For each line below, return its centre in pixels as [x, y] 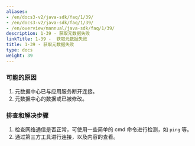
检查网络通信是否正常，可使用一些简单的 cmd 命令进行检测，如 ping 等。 [103, 129]
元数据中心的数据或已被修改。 [51, 99]
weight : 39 [19, 56]
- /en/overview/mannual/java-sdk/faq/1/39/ [61, 28]
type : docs [19, 50]
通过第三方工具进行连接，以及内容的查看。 [66, 137]
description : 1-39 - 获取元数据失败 [48, 34]
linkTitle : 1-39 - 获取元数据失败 [47, 39]
